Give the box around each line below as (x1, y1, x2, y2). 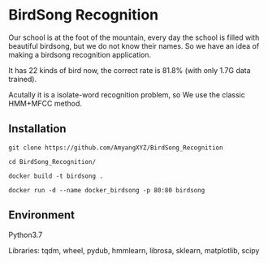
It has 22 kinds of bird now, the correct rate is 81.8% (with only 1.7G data (8, 65, 251, 75)
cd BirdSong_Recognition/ (8, 157, 96, 166)
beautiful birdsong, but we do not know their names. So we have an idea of (8, 41, 260, 50)
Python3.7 (8, 230, 43, 239)
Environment (8, 209, 76, 222)
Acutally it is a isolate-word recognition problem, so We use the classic (8, 89, 245, 99)
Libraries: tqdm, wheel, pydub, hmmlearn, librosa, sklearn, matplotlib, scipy (8, 245, 260, 255)
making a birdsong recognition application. (8, 50, 152, 59)
